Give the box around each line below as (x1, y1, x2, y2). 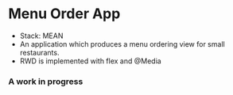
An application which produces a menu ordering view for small (19, 39, 225, 48)
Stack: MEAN (19, 31, 64, 40)
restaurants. (19, 47, 60, 57)
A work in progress (8, 76, 83, 87)
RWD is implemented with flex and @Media (19, 56, 161, 66)
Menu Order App (8, 5, 121, 23)
